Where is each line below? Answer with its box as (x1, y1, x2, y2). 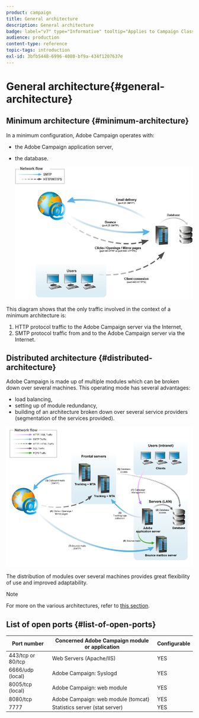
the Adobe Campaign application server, (14, 143, 114, 150)
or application (84, 643, 120, 650)
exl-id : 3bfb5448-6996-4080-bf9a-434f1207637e (6, 53, 123, 59)
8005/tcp (8, 681, 33, 688)
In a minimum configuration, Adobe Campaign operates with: (6, 131, 155, 139)
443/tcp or (8, 651, 36, 659)
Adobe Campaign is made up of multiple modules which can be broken (6, 378, 179, 385)
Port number (11, 640, 44, 647)
